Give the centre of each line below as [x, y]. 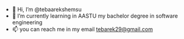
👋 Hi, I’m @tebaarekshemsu [47, 9]
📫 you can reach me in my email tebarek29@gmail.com [83, 29]
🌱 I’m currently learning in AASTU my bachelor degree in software [95, 16]
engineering [27, 22]
